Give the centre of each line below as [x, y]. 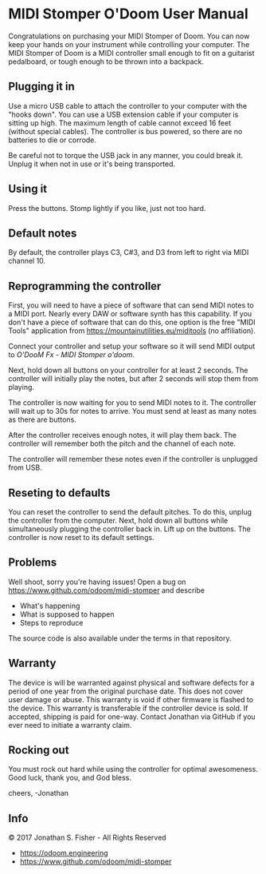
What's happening [50, 606]
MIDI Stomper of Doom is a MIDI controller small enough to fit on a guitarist [131, 53]
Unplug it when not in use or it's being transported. [92, 164]
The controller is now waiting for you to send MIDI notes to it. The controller [132, 403]
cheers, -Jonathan [39, 793]
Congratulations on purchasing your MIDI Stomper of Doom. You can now [129, 36]
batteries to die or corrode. [53, 140]
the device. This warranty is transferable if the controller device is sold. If [128, 708]
